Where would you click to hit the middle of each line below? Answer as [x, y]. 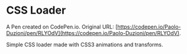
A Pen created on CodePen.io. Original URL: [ [62, 27]
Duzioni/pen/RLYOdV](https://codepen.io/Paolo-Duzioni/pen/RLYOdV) [93, 33]
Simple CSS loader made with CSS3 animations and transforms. [85, 45]
